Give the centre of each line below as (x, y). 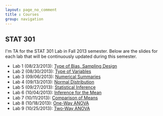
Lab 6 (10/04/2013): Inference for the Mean (57, 93)
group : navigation (24, 19)
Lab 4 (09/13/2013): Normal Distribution (53, 82)
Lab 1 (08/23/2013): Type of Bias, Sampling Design (65, 66)
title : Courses (22, 14)
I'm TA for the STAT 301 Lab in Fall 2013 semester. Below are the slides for (81, 51)
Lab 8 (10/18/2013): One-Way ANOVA (50, 103)
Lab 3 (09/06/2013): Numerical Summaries (56, 77)
